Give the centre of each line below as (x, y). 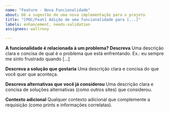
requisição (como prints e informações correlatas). (59, 105)
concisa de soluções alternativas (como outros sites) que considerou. (79, 89)
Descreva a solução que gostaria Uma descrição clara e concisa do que (82, 69)
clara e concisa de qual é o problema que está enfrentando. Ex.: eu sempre (84, 54)
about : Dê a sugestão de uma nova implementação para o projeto (75, 15)
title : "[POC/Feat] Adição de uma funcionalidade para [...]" (73, 19)
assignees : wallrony (27, 29)
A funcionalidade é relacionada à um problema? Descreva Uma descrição (84, 48)
